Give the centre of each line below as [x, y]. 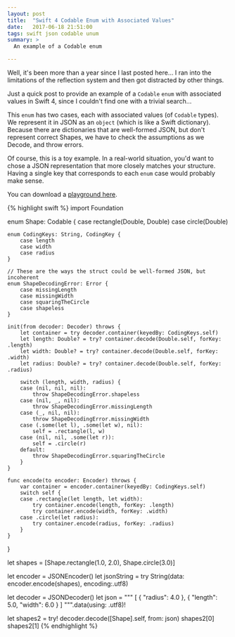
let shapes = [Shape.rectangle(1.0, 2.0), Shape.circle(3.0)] [91, 562]
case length [37, 240]
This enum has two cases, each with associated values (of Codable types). [113, 115]
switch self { [40, 493]
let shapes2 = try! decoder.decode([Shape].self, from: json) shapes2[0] [111, 618]
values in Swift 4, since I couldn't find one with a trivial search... [100, 101]
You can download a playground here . [62, 194]
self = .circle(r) [59, 444]
